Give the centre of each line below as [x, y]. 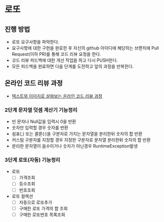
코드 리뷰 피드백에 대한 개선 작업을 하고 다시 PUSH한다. [65, 60]
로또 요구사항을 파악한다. [35, 42]
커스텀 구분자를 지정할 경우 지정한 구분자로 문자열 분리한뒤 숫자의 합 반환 [81, 140]
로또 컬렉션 [22, 196]
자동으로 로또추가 [36, 202]
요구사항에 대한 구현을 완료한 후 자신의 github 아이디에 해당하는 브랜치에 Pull [85, 48]
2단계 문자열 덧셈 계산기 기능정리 [41, 110]
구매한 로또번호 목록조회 [42, 214]
